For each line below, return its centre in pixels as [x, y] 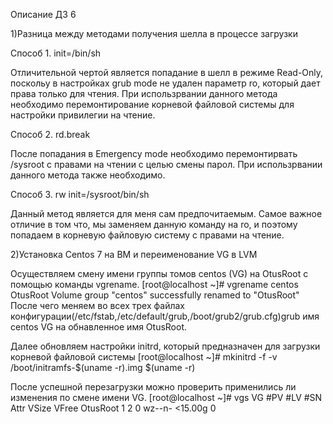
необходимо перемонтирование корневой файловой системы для [152, 104]
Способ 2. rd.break [50, 134]
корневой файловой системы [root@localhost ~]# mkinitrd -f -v [144, 357]
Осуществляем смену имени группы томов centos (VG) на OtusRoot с [159, 273]
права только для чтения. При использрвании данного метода [144, 93]
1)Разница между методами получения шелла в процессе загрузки [154, 33]
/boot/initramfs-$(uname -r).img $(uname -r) [103, 367]
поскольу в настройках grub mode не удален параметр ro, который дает [165, 83]
